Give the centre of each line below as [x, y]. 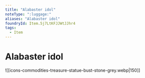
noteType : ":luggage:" [28, 14]
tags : [11, 28]
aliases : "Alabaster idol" [33, 19]
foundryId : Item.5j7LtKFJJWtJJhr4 [40, 23]
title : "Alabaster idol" [30, 10]
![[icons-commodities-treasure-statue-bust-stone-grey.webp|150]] [73, 70]
